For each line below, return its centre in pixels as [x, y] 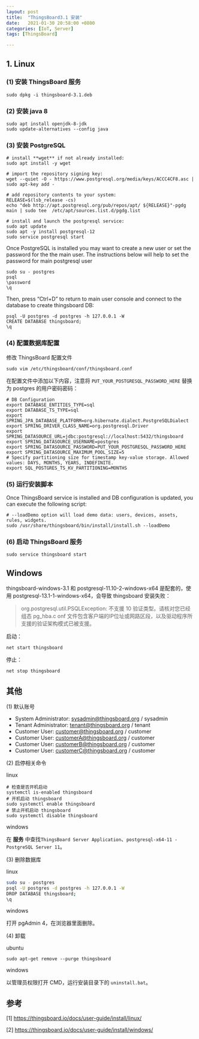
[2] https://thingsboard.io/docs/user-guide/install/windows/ [80, 1030]
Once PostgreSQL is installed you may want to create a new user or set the [99, 248]
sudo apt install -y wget [38, 164]
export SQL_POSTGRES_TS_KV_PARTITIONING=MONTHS [67, 468]
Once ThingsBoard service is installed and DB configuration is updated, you [100, 498]
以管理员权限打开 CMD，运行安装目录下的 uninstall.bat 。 [79, 982]
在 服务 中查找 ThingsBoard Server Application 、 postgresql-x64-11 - [92, 839]
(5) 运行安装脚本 [30, 484]
